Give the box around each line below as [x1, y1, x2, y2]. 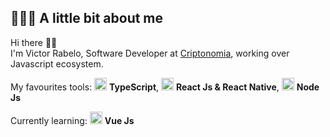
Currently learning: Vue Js [10, 114, 135, 126]
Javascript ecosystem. [10, 57, 104, 70]
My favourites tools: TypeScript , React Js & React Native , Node [10, 81, 320, 93]
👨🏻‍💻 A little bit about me [10, 10, 164, 27]
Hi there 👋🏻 [10, 36, 58, 48]
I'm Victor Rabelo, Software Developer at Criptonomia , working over [10, 47, 290, 59]
